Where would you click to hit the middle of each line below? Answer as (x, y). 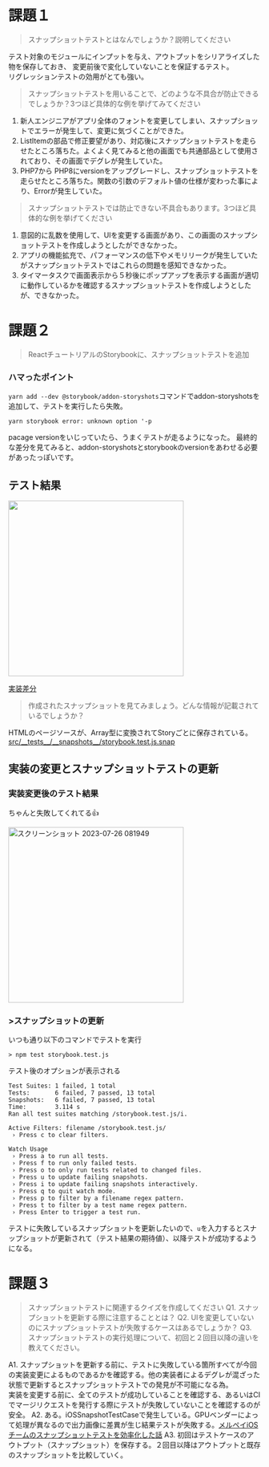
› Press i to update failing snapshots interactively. (105, 1184)
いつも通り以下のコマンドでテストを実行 (75, 1039)
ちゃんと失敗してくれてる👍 (54, 813)
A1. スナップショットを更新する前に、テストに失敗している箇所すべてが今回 (133, 1364)
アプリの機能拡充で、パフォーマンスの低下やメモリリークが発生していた (139, 255)
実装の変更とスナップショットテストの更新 (113, 769)
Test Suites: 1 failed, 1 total (62, 1086)
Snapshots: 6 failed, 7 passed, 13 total (82, 1099)
